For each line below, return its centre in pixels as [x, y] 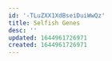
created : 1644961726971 [48, 45]
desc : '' [23, 30]
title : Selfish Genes [44, 23]
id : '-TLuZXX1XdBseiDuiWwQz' [57, 15]
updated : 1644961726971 [48, 38]
